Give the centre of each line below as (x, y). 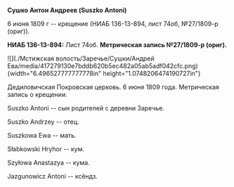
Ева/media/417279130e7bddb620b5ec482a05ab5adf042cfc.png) (103, 66)
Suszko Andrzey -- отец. (43, 122)
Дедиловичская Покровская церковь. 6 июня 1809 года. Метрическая (113, 87)
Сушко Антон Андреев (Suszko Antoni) (67, 10)
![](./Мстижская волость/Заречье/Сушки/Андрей (81, 58)
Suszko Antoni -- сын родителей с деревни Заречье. (86, 108)
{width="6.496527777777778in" (54, 73)
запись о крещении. (38, 95)
